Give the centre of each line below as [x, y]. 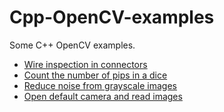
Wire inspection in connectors [85, 64]
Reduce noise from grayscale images [100, 85]
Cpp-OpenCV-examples [112, 17]
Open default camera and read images [103, 96]
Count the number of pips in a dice [95, 75]
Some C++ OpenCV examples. [72, 45]
